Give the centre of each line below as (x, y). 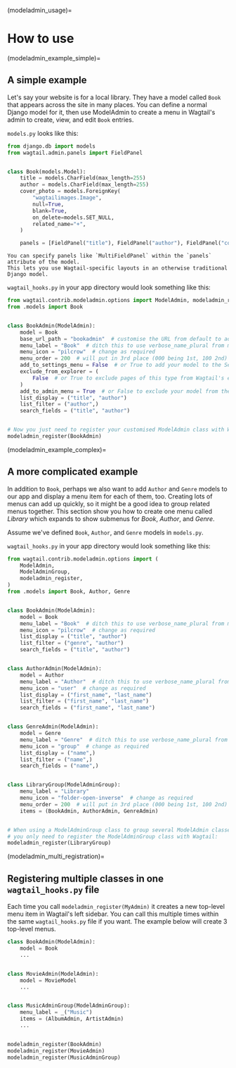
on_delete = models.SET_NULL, (73, 218)
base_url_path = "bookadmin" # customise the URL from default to (120, 339)
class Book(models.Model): (47, 172)
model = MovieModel (48, 980)
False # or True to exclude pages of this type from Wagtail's (129, 378)
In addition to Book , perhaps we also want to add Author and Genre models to (117, 489)
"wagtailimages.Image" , (67, 198)
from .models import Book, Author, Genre (69, 592)
